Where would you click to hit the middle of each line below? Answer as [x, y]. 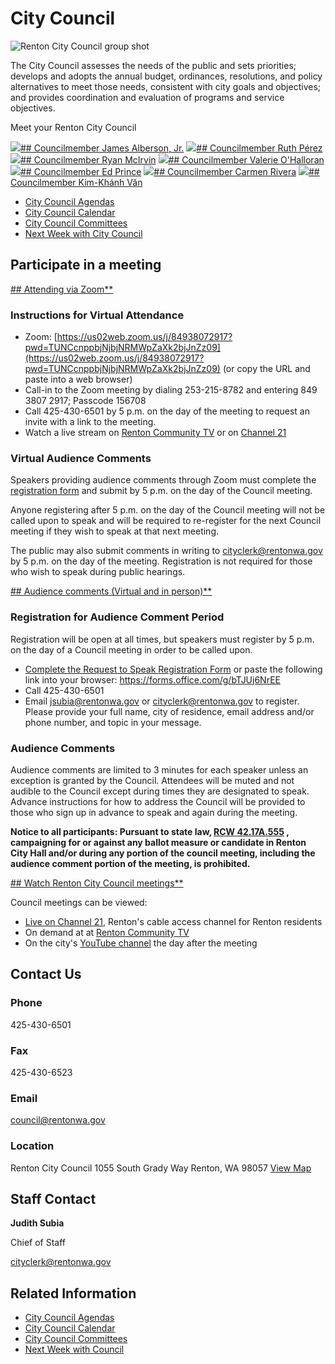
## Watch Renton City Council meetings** [97, 883]
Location [32, 1146]
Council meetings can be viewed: [79, 902]
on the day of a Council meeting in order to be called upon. [131, 649]
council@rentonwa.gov [58, 1120]
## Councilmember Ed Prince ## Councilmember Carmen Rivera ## [170, 171]
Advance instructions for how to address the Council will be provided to [158, 801]
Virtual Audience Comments [81, 458]
